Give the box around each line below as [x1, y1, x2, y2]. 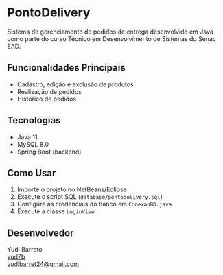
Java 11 [16, 132, 38, 141]
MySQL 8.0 [16, 140, 49, 148]
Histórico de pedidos [16, 95, 77, 103]
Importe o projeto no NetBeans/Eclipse [16, 185, 127, 193]
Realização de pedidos [16, 87, 82, 95]
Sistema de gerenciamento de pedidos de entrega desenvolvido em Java [7, 27, 214, 36]
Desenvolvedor [7, 227, 74, 239]
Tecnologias [7, 115, 61, 126]
